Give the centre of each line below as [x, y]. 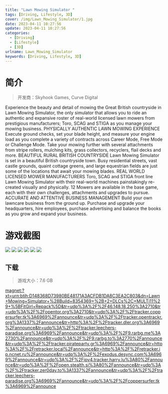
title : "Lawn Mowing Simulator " [40, 10]
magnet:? [15, 290]
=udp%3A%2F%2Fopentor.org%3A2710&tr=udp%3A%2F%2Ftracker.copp [83, 312]
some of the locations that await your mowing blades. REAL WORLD [75, 171]
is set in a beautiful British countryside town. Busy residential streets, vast [81, 161]
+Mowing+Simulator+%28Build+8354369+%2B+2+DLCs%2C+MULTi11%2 [83, 301]
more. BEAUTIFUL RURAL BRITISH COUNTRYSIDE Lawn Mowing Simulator [82, 155]
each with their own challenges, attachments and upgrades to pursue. [77, 193]
